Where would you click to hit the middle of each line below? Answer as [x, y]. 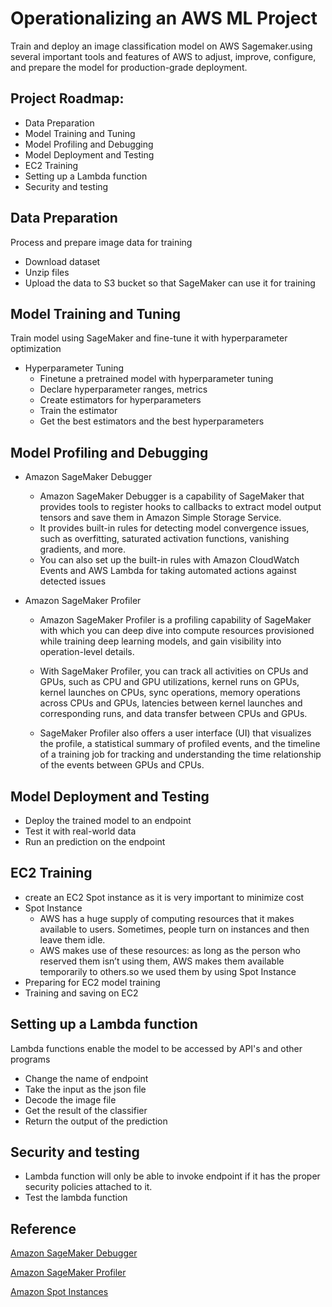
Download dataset [62, 261]
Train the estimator [78, 411]
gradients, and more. [83, 549]
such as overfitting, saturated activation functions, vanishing [164, 539]
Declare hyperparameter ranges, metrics [123, 389]
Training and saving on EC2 [81, 993]
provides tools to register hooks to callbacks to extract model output [180, 507]
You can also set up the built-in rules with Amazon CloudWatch [169, 560]
